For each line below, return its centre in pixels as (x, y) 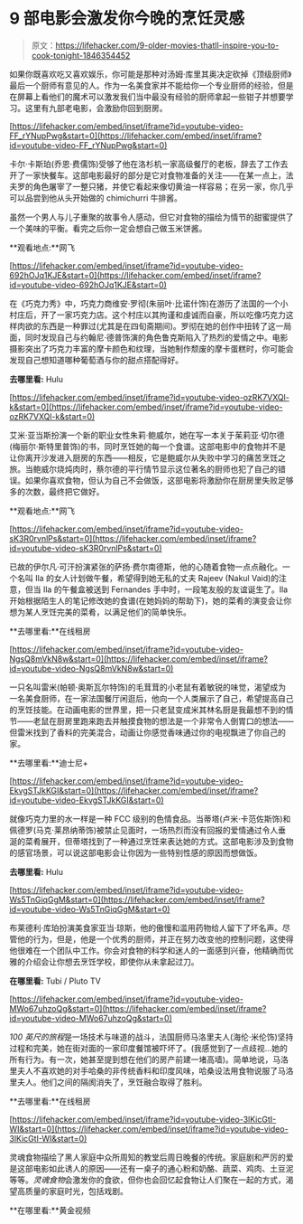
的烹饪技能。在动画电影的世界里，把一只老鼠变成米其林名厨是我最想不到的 (147, 710)
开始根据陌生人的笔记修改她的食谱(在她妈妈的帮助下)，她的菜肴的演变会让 (147, 600)
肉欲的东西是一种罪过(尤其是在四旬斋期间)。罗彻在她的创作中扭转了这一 (150, 325)
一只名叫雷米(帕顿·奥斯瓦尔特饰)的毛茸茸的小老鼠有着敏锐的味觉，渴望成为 (148, 687)
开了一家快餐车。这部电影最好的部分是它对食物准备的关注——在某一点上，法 (151, 175)
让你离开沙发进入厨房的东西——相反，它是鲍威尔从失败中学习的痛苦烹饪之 (147, 457)
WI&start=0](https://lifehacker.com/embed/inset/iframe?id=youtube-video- (149, 1129)
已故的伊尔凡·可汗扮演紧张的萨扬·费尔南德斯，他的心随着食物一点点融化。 (146, 567)
